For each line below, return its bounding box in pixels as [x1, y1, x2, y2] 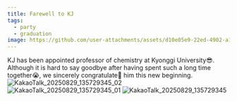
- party [13, 23, 37, 30]
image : [7, 37, 27, 44]
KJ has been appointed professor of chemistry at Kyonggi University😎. [7, 56, 215, 64]
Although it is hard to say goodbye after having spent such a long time [7, 64, 212, 72]
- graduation [13, 30, 52, 37]
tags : [7, 17, 23, 24]
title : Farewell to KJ [7, 10, 74, 18]
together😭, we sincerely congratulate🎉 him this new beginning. [7, 71, 193, 80]
